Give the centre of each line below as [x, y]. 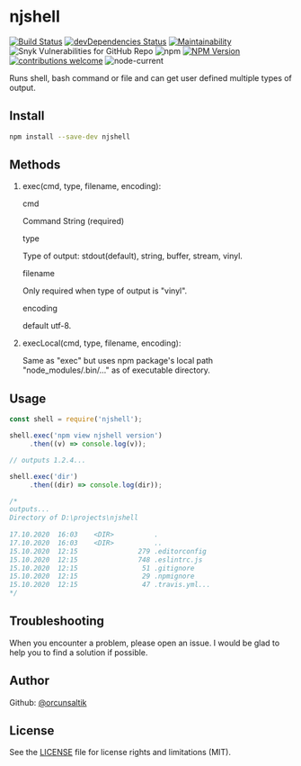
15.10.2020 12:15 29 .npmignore [102, 577]
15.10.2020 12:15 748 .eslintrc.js [106, 560]
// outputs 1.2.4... [48, 460]
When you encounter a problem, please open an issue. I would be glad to [145, 643]
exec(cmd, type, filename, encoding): [92, 186]
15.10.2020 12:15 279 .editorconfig [108, 551]
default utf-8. [47, 326]
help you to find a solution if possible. [79, 652]
